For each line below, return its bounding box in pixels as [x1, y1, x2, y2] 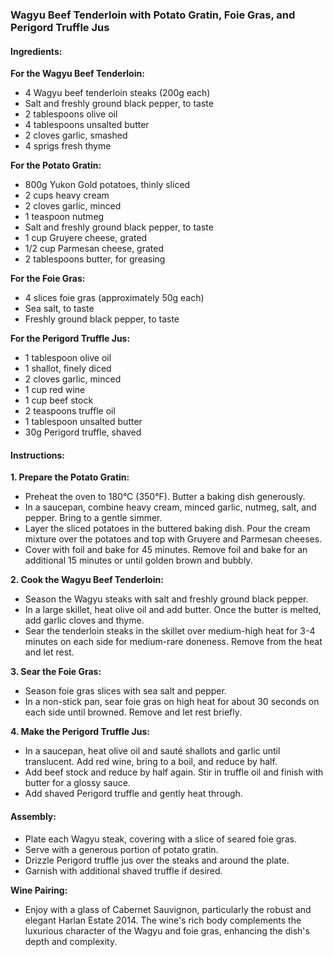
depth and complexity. [24, 935, 118, 947]
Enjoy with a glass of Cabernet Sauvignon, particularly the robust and [24, 903, 312, 915]
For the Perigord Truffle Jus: [10, 333, 131, 345]
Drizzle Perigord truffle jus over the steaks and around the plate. [24, 854, 290, 866]
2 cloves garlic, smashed [24, 129, 128, 142]
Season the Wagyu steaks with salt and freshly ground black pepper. [24, 593, 309, 605]
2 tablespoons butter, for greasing [24, 253, 166, 265]
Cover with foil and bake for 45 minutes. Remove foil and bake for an [24, 544, 308, 556]
